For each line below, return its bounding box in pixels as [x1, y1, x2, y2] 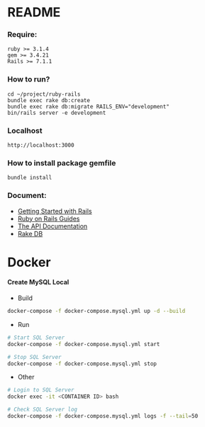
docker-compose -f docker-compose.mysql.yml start [7, 340, 160, 348]
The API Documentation [17, 221, 88, 231]
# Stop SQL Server [7, 353, 62, 360]
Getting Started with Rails [17, 206, 92, 215]
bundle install [7, 174, 52, 182]
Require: [7, 30, 38, 40]
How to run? [7, 74, 50, 84]
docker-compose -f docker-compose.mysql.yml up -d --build [7, 308, 186, 315]
